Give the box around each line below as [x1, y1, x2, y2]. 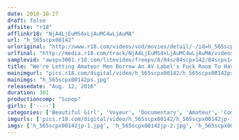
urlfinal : [7, 50, 37, 57]
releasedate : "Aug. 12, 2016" [7, 83, 97, 90]
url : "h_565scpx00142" [7, 37, 75, 44]
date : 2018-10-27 [7, 10, 59, 18]
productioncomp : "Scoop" [7, 96, 81, 103]
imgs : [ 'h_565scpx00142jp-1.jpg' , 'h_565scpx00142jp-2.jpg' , [7, 122, 193, 129]
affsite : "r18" [7, 23, 53, 30]
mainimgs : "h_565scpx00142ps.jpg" [7, 76, 110, 83]
